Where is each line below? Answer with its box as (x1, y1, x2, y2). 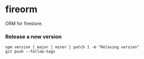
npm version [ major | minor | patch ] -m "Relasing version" (5, 45, 139, 50)
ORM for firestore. (5, 20, 43, 26)
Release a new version (5, 33, 62, 40)
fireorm (5, 4, 38, 15)
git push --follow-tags (5, 49, 56, 54)
